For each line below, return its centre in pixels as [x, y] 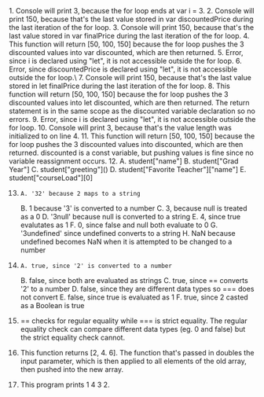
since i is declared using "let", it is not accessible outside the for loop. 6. [125, 61]
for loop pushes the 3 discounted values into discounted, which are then [126, 144]
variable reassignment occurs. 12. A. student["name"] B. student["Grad [124, 161]
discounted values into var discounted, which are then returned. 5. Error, [126, 52]
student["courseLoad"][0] [51, 178]
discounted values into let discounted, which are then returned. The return [129, 103]
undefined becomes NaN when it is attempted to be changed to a [126, 242]
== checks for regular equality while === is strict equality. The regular [134, 321]
